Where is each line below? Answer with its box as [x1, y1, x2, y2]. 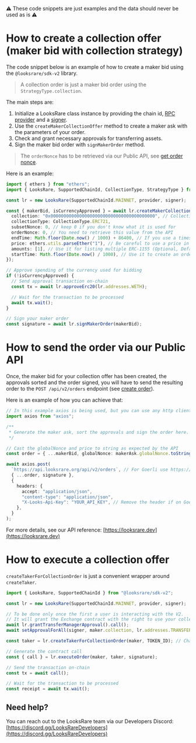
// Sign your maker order [6, 316, 69, 321]
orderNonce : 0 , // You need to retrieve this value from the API [11, 230, 174, 236]
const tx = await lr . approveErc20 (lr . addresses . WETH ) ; [11, 283, 148, 289]
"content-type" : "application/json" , [21, 494, 114, 500]
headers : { [16, 483, 43, 489]
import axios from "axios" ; [6, 413, 75, 419]
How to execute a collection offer [6, 553, 170, 567]
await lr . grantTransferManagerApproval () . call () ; [6, 622, 129, 628]
